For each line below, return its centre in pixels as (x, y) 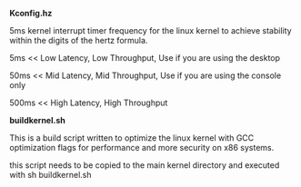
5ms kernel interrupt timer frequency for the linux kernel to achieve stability (151, 30)
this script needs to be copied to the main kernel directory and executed (145, 165)
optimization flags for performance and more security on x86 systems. (142, 148)
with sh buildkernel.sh (50, 175)
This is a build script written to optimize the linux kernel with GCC (132, 138)
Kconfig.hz (31, 13)
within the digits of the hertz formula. (79, 40)
